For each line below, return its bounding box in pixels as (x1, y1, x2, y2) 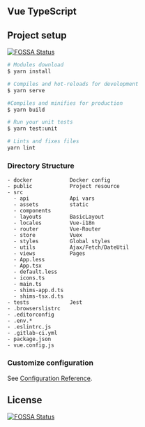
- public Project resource (7, 183, 120, 190)
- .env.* (7, 317, 33, 324)
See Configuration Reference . (7, 374, 93, 382)
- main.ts (13, 281, 42, 288)
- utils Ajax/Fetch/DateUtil (13, 244, 130, 251)
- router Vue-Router (13, 226, 101, 233)
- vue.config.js (7, 342, 54, 349)
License (7, 394, 43, 406)
